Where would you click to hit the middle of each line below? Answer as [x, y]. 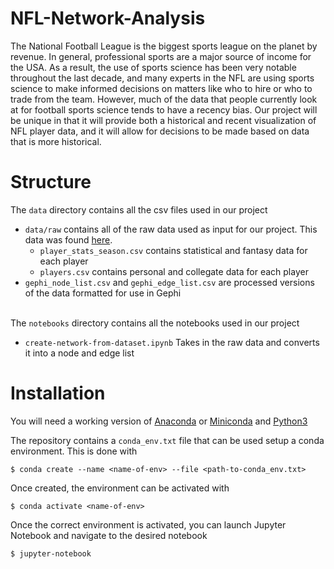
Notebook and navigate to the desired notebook [109, 535]
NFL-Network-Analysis [108, 18]
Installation [58, 393]
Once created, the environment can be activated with [120, 488]
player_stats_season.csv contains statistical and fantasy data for [173, 250]
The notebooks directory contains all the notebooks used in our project [155, 323]
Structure [51, 182]
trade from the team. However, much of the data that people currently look [164, 99]
